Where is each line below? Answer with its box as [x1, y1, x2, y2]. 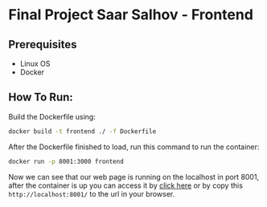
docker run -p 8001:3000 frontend [8, 157, 125, 165]
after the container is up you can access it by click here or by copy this [8, 181, 244, 190]
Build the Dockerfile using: [8, 112, 97, 121]
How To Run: [8, 91, 74, 104]
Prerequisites [8, 38, 77, 51]
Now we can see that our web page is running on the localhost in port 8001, [8, 172, 260, 181]
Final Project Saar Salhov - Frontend [8, 6, 253, 24]
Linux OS [19, 59, 51, 68]
